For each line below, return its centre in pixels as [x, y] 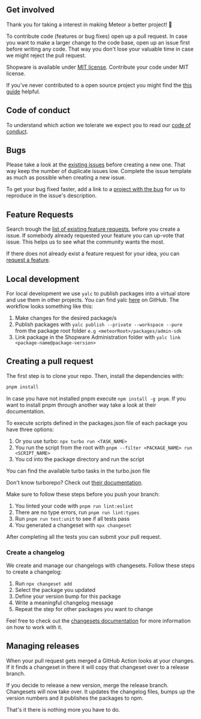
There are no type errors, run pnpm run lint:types [77, 512]
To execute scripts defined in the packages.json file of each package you [97, 423]
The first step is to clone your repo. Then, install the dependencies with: [95, 375]
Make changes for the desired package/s [66, 318]
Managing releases [43, 646]
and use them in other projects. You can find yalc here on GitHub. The [93, 300]
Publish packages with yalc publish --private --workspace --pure [99, 324]
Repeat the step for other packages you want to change [84, 609]
